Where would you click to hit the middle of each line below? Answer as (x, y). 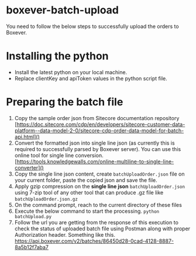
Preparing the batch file (65, 102)
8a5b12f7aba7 (31, 247)
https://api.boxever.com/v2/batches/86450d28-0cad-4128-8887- (94, 241)
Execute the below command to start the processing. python (87, 211)
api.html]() (27, 136)
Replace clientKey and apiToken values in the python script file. (91, 78)
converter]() (29, 167)
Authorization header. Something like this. (65, 234)
